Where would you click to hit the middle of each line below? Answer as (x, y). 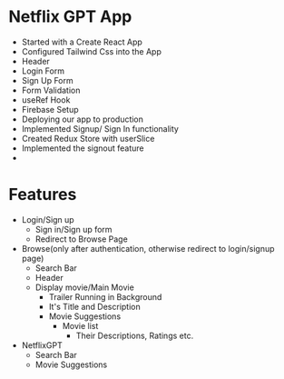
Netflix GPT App (70, 17)
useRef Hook (46, 100)
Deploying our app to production (83, 119)
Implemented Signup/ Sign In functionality (100, 128)
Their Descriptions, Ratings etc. (135, 335)
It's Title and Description (95, 306)
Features (43, 195)
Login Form (43, 71)
